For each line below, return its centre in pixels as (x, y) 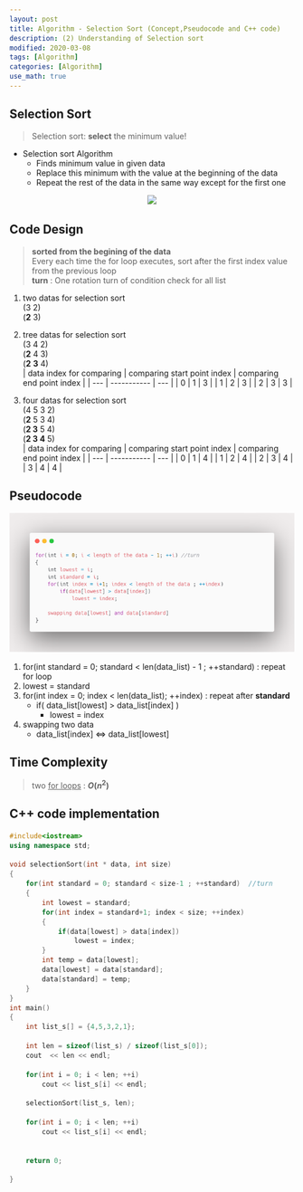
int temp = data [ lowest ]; (91, 960)
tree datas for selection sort (74, 334)
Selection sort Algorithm (67, 153)
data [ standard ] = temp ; (86, 979)
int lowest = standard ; (86, 902)
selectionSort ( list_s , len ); (80, 1103)
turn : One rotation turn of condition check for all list (128, 280)
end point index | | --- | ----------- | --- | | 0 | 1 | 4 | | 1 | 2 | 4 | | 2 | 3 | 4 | (158, 458)
